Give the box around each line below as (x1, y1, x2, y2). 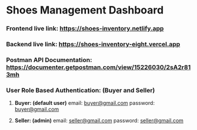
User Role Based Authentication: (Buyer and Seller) (6, 86, 155, 94)
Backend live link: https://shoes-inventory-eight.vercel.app (6, 40, 181, 49)
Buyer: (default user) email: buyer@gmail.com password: (14, 100, 155, 107)
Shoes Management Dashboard (6, 4, 164, 17)
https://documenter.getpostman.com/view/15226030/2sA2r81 (6, 63, 191, 71)
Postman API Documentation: (6, 56, 92, 64)
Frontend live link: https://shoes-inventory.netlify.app (6, 25, 164, 33)
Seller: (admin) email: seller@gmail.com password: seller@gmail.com (14, 117, 184, 124)
